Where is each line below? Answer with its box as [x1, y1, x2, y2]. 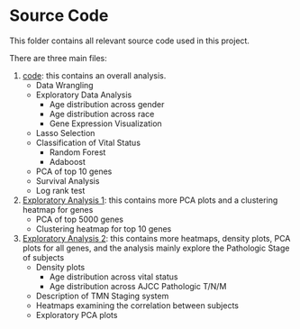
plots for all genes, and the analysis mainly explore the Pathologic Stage [22, 242, 290, 253]
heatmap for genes [22, 204, 94, 215]
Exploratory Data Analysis [35, 89, 132, 100]
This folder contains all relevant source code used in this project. [9, 35, 250, 46]
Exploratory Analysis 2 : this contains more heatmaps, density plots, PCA [22, 233, 291, 243]
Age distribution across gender [49, 98, 165, 109]
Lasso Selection [35, 127, 95, 138]
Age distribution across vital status [49, 271, 178, 282]
